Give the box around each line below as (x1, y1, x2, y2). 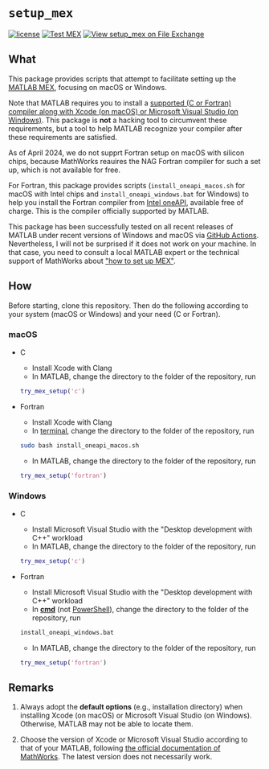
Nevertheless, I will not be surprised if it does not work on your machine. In (8, 239, 257, 249)
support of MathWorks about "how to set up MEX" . (8, 256, 176, 265)
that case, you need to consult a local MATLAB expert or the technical (8, 247, 239, 257)
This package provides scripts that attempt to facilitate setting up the (8, 74, 237, 84)
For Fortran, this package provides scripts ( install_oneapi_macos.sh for (8, 180, 245, 190)
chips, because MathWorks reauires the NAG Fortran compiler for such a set (8, 156, 261, 166)
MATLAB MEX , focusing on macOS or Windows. (8, 82, 167, 92)
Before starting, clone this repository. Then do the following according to (8, 300, 249, 310)
